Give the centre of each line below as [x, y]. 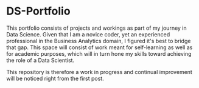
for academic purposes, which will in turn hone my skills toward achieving [99, 53]
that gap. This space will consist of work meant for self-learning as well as [100, 47]
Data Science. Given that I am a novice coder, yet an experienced [88, 34]
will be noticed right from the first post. [55, 78]
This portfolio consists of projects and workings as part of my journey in [96, 28]
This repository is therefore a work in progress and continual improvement [100, 72]
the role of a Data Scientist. [40, 60]
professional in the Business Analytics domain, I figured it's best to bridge [99, 41]
